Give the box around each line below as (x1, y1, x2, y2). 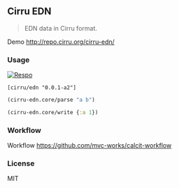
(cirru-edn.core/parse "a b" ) (7, 97, 96, 104)
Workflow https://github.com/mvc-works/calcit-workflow (7, 141, 172, 150)
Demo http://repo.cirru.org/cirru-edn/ (7, 38, 115, 46)
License (7, 159, 35, 169)
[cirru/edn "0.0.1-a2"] (7, 84, 77, 91)
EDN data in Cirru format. (24, 24, 98, 32)
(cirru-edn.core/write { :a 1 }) (7, 109, 99, 116)
